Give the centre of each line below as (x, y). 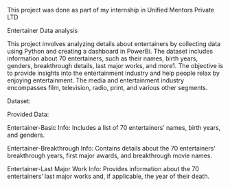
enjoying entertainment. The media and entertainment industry (95, 80)
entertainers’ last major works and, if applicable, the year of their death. (108, 176)
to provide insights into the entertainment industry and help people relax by (113, 73)
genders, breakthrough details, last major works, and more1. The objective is (115, 66)
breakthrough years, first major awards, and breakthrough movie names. (110, 155)
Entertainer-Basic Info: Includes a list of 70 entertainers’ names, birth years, (114, 128)
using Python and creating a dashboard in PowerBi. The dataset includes (110, 51)
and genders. (26, 135)
